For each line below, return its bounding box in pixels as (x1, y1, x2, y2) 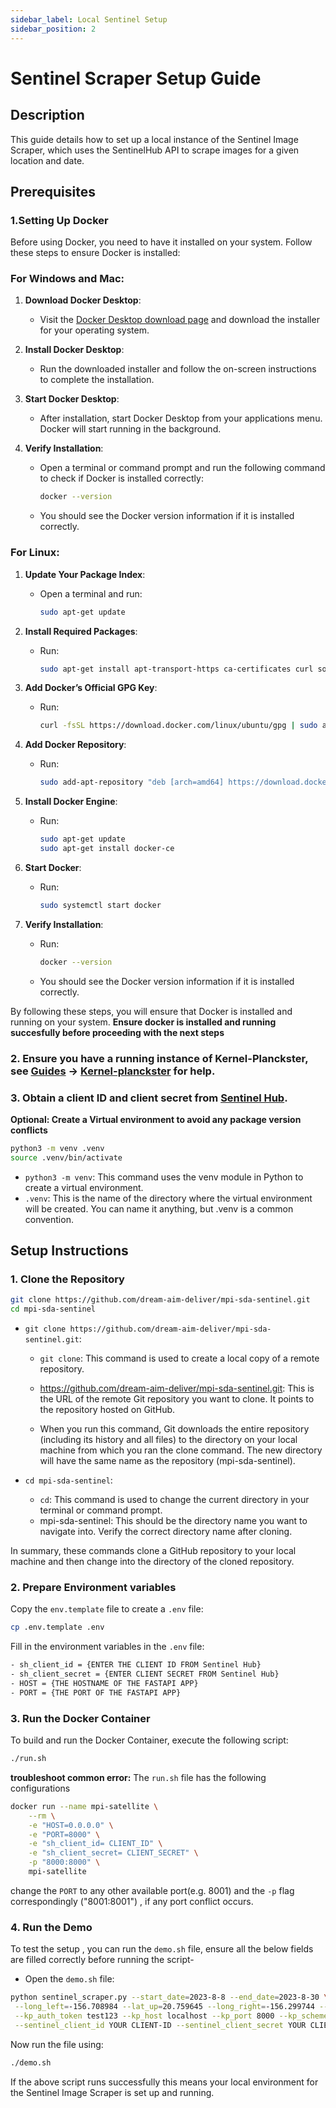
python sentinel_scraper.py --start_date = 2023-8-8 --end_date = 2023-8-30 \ (10, 1992, 329, 2003)
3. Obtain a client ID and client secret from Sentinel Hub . (10, 1091, 288, 1105)
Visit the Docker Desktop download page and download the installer (39, 314, 320, 326)
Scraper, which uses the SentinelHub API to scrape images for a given (10, 144, 300, 156)
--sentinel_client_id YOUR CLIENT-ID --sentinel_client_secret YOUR (14, 2020, 307, 2030)
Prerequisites (10, 183, 96, 200)
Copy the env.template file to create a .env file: (10, 1603, 204, 1615)
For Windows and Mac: (10, 272, 125, 286)
